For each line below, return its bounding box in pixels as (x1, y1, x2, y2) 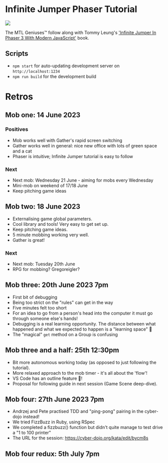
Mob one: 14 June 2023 (5, 111, 81, 119)
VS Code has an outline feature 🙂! (12, 375, 83, 381)
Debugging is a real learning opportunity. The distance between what (12, 321, 156, 327)
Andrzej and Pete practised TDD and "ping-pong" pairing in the (12, 408, 144, 414)
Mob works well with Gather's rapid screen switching (12, 137, 123, 143)
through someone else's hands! (12, 315, 78, 322)
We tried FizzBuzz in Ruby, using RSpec (12, 419, 95, 425)
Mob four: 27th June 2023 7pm (5, 395, 104, 404)
